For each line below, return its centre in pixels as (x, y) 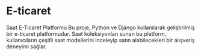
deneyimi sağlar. (26, 46)
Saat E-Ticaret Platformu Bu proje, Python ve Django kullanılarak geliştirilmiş (100, 27)
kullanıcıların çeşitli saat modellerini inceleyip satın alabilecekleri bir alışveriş (100, 40)
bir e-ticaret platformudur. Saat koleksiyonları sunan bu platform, (86, 33)
